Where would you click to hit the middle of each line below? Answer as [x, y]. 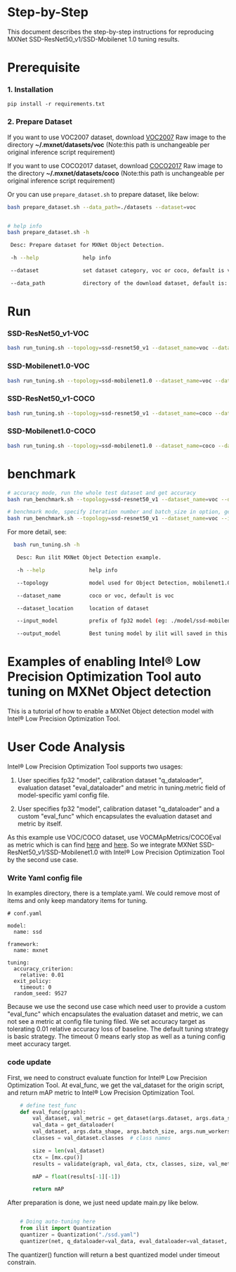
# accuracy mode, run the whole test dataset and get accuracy [102, 493]
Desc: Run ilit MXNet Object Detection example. [89, 558]
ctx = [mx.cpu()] [58, 1157]
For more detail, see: [37, 532]
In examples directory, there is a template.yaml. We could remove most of [114, 893]
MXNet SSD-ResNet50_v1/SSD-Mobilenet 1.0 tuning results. [93, 39]
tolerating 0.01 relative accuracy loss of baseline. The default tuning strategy [118, 1029]
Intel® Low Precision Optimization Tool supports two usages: [95, 766]
